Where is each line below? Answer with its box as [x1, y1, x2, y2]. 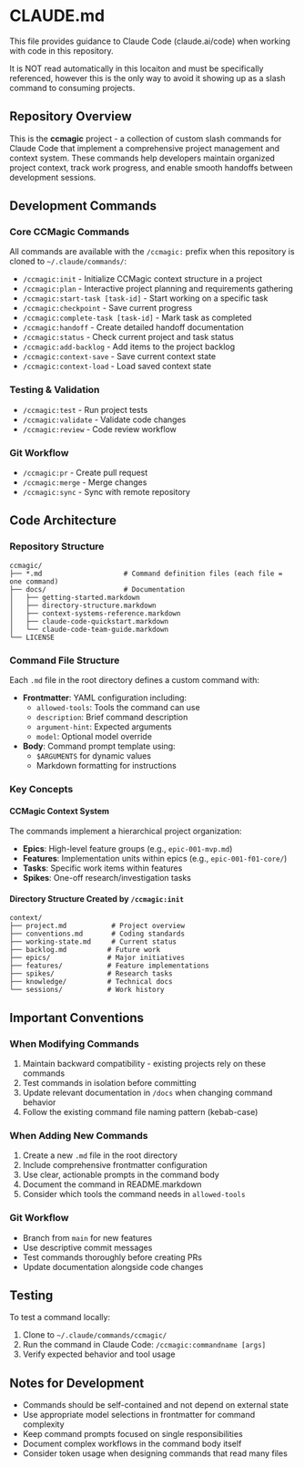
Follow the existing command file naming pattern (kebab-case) [22, 1107, 258, 1118]
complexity [22, 1419, 66, 1430]
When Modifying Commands [9, 1037, 139, 1049]
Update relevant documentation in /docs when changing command [22, 1087, 273, 1099]
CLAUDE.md [9, 5, 106, 26]
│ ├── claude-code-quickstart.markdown [9, 616, 169, 625]
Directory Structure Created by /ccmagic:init [9, 893, 185, 904]
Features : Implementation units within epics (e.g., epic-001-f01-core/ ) [22, 853, 288, 864]
